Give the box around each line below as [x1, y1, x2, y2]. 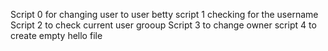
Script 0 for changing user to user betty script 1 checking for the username [10, 9, 319, 20]
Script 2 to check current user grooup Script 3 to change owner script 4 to [10, 19, 317, 31]
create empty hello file [10, 30, 103, 41]
